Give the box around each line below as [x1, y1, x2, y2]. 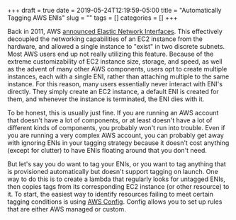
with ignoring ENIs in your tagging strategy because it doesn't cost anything [7, 139, 230, 147]
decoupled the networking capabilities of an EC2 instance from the [7, 35, 203, 43]
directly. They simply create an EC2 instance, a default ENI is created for [7, 88, 220, 95]
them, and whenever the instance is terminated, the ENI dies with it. [7, 95, 205, 103]
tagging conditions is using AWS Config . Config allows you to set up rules [7, 197, 223, 206]
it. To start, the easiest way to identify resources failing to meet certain [7, 190, 214, 198]
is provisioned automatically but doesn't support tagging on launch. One [7, 168, 218, 175]
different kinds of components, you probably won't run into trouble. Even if [7, 124, 225, 132]
